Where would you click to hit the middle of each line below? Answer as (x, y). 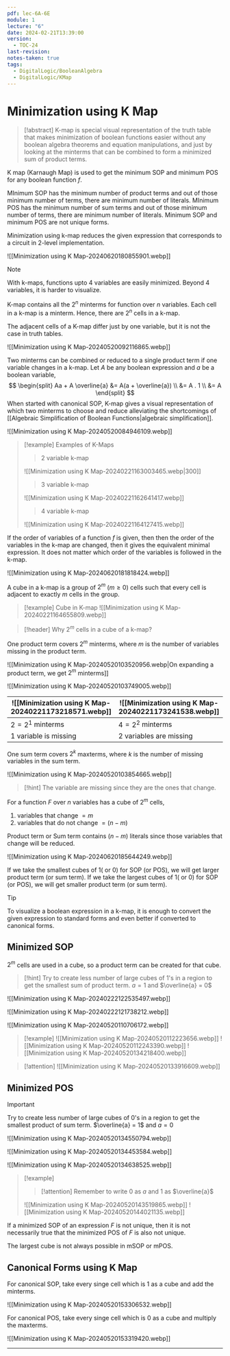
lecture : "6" (26, 26)
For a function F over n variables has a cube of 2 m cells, (86, 801)
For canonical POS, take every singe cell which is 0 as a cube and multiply (112, 1318)
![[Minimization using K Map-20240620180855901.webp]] (89, 256)
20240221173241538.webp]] (169, 712)
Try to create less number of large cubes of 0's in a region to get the (104, 1118)
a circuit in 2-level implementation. (56, 243)
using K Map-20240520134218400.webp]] (126, 1053)
